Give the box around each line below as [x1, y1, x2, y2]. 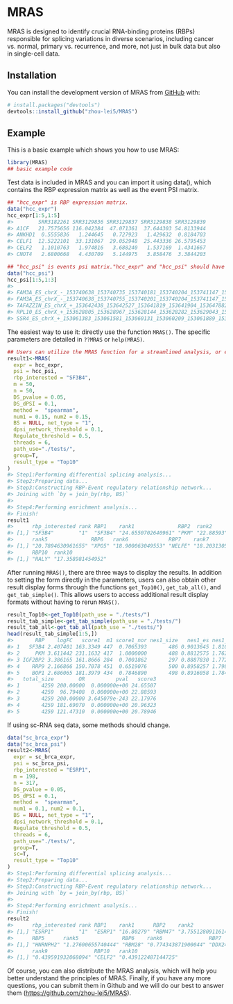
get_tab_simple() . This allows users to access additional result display [7, 590, 209, 598]
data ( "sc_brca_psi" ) [7, 740, 67, 748]
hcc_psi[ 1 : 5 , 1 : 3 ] [7, 276, 58, 283]
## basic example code [7, 166, 73, 173]
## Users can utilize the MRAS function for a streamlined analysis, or [7, 349, 222, 356]
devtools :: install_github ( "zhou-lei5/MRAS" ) [7, 108, 138, 115]
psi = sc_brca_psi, [13, 760, 70, 767]
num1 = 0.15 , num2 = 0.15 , [13, 413, 92, 420]
